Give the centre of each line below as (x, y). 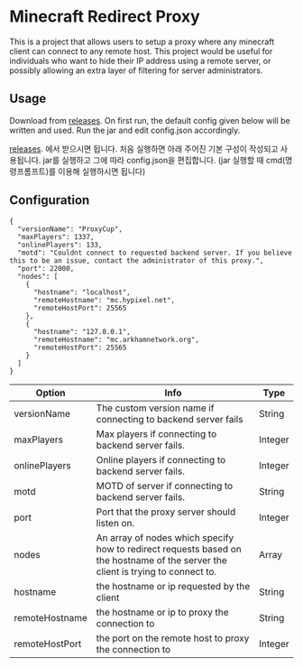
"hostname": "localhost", (82, 292)
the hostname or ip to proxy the (162, 612)
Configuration (50, 200)
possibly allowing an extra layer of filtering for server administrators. (136, 70)
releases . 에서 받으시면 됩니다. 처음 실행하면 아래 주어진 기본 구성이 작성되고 (144, 148)
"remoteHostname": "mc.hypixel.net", (104, 300)
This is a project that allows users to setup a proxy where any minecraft (142, 42)
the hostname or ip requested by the (173, 586)
